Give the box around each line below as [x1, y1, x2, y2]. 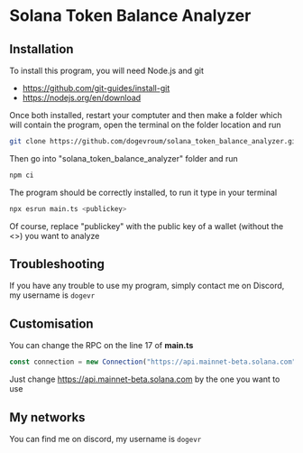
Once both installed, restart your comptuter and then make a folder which [9, 110, 282, 120]
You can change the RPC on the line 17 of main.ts [9, 340, 194, 351]
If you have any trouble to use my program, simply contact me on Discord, [9, 281, 285, 291]
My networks [9, 410, 86, 425]
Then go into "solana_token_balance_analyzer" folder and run [9, 153, 238, 163]
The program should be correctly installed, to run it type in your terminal [9, 187, 278, 198]
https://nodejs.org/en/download [22, 92, 142, 103]
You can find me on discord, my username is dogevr [9, 433, 202, 444]
